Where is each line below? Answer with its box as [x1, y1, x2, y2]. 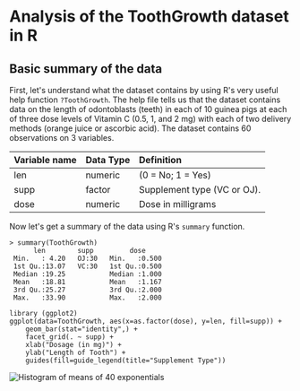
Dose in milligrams [138, 198, 217, 210]
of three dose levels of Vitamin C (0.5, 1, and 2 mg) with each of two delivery [9, 114, 292, 124]
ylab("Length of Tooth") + [25, 348, 126, 357]
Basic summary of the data [9, 61, 163, 76]
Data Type [85, 154, 131, 166]
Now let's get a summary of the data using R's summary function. [9, 222, 245, 231]
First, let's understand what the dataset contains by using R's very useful [9, 85, 279, 95]
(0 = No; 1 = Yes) [138, 169, 212, 181]
